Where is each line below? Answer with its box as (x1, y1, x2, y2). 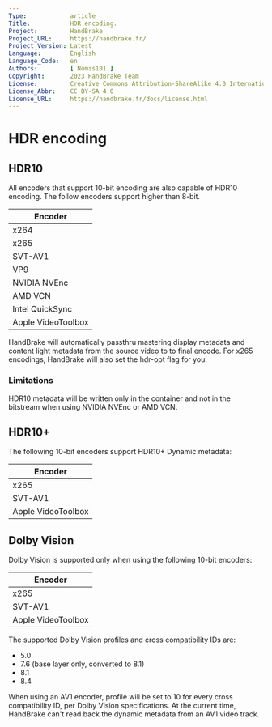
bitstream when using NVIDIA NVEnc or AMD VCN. (8, 402, 178, 411)
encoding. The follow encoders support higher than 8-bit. (8, 192, 201, 202)
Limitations (8, 375, 54, 386)
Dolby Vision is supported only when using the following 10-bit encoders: (8, 555, 253, 565)
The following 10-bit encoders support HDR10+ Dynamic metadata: (8, 447, 232, 457)
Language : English (8, 49, 96, 57)
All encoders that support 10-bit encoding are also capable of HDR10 (8, 183, 238, 193)
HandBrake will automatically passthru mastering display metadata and (8, 338, 245, 347)
